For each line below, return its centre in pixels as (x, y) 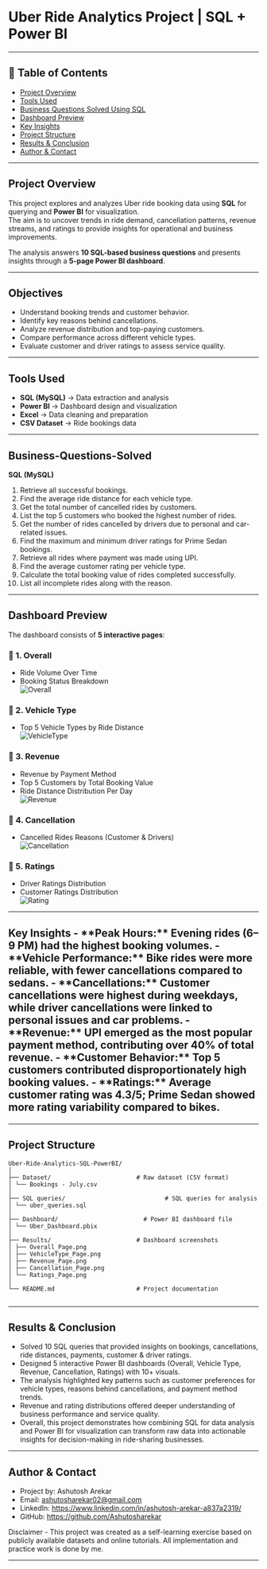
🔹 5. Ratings (32, 866)
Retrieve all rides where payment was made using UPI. (109, 558)
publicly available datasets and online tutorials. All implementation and (123, 1540)
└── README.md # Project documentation (113, 1289)
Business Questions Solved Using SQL (83, 109)
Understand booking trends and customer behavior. (104, 312)
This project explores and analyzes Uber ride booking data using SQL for (128, 203)
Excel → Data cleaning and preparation (84, 415)
